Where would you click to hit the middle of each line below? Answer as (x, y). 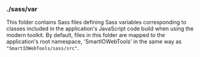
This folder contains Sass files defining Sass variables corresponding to (97, 22)
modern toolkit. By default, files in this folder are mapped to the (86, 35)
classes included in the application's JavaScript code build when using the (100, 29)
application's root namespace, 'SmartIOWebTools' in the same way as (94, 42)
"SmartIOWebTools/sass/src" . (43, 48)
